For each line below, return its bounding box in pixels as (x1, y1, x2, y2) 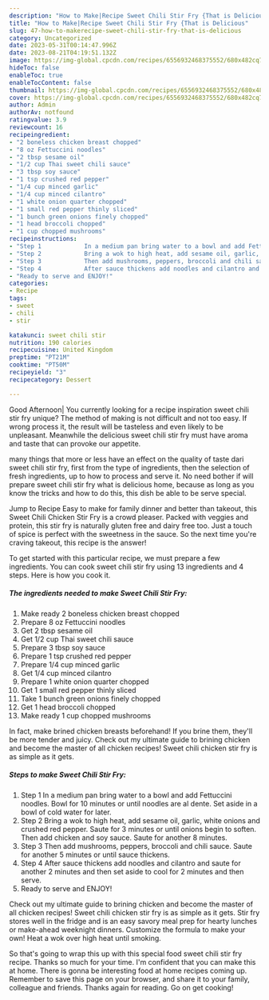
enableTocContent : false (9, 78, 92, 86)
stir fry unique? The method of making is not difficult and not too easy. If (9, 413, 247, 422)
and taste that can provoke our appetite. (9, 438, 141, 448)
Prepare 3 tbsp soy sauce (20, 642, 106, 652)
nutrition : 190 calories (9, 338, 92, 346)
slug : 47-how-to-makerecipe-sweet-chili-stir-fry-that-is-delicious (9, 26, 242, 34)
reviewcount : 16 (9, 123, 63, 131)
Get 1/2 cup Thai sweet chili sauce (20, 634, 134, 644)
